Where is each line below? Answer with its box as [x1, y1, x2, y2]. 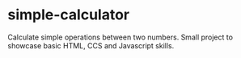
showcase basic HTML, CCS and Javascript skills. [7, 40, 175, 50]
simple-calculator [7, 6, 130, 24]
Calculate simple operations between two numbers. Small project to [7, 32, 234, 42]
